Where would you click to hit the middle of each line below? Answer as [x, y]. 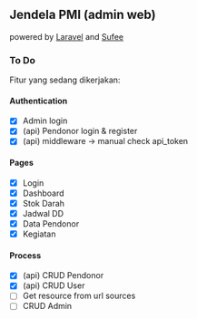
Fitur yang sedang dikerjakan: [65, 80]
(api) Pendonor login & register [80, 131]
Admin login [45, 121]
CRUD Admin [47, 306]
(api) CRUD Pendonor [63, 275]
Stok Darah [44, 203]
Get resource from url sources [79, 296]
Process [25, 255]
